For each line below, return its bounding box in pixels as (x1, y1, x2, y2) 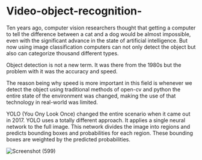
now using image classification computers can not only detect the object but (6, 43, 196, 51)
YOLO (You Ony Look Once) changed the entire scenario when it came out (6, 110, 191, 117)
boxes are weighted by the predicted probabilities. (6, 135, 130, 143)
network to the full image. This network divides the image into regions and (6, 123, 191, 130)
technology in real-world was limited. (6, 98, 98, 106)
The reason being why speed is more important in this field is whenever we (6, 79, 192, 87)
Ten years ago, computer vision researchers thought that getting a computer (6, 24, 196, 31)
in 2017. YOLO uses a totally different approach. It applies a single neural (6, 116, 185, 124)
